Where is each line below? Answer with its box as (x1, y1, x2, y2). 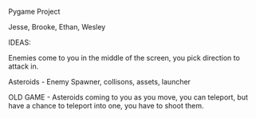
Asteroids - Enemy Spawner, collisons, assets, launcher (8, 77, 191, 86)
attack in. (8, 61, 39, 71)
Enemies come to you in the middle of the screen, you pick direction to (8, 53, 241, 62)
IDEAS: (8, 37, 31, 47)
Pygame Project (8, 7, 61, 16)
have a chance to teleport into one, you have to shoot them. (8, 101, 204, 110)
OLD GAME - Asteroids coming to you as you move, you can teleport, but (8, 92, 249, 102)
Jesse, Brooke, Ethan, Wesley (8, 22, 106, 31)
